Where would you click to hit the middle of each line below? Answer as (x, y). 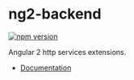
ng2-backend (55, 14)
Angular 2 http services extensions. (67, 52)
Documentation (46, 67)
